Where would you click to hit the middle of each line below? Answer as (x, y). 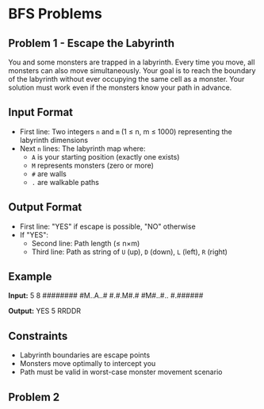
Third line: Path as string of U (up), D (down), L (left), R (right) (130, 252)
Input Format (41, 112)
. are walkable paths (65, 182)
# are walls (49, 174)
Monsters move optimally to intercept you (88, 364)
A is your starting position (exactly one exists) (105, 156)
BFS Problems (55, 14)
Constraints (38, 336)
